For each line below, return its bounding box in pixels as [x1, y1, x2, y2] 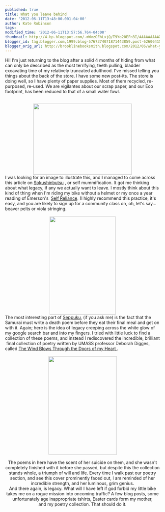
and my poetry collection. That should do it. [38, 501, 127, 507]
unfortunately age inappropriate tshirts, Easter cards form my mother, [12, 496, 153, 502]
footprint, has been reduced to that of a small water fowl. [5, 88, 120, 94]
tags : [5, 26, 16, 30]
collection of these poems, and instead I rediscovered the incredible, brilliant [5, 335, 160, 341]
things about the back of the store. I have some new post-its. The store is [5, 73, 153, 79]
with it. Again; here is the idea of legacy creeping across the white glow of [5, 324, 155, 330]
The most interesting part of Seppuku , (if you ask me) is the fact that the [5, 314, 151, 320]
